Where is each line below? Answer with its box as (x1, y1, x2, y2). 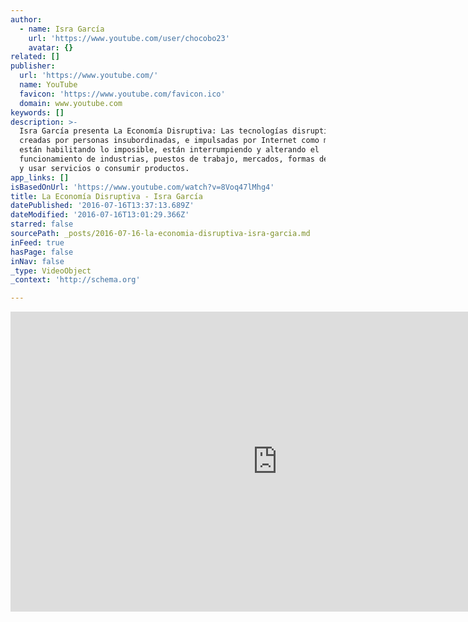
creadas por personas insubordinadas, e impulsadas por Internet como (19, 136, 320, 146)
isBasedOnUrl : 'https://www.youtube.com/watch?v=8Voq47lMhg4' (10, 182, 275, 192)
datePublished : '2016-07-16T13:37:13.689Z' (10, 201, 195, 211)
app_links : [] (10, 172, 70, 183)
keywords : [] (10, 107, 65, 118)
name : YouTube (19, 80, 78, 90)
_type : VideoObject (10, 266, 92, 276)
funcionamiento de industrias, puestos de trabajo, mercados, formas (19, 154, 315, 164)
